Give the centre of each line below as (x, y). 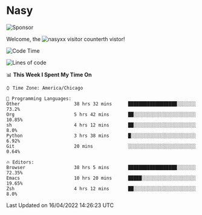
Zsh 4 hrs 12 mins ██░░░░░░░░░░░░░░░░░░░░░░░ (101, 188)
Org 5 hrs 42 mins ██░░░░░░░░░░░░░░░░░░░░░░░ (101, 114)
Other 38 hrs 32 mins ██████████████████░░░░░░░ (101, 104)
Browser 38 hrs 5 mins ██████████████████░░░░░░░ (101, 167)
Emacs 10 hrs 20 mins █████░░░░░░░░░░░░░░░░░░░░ (101, 178)
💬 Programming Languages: (39, 98)
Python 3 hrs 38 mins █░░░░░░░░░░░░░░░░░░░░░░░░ (101, 136)
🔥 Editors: (20, 162)
